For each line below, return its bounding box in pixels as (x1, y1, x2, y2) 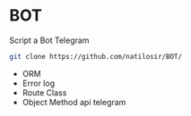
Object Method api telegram (22, 96, 126, 107)
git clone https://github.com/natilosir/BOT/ (9, 52, 182, 61)
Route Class (22, 87, 67, 98)
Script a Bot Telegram (9, 35, 90, 46)
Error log (22, 78, 56, 88)
